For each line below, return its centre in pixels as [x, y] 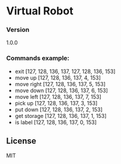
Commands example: [38, 58]
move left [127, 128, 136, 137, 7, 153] [58, 96]
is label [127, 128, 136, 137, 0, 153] [56, 122]
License [21, 141]
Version [18, 30]
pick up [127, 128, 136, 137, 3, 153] [56, 103]
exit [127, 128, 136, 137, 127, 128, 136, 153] [65, 71]
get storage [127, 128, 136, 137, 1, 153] [60, 116]
